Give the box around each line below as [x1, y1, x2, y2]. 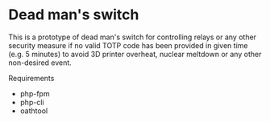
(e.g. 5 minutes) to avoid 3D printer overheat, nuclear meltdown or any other [8, 49, 262, 59]
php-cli [19, 97, 44, 107]
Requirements [8, 73, 55, 83]
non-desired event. [8, 58, 73, 67]
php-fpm [19, 88, 50, 98]
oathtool [19, 106, 48, 116]
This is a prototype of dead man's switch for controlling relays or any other [8, 32, 256, 42]
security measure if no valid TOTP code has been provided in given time [8, 40, 248, 50]
